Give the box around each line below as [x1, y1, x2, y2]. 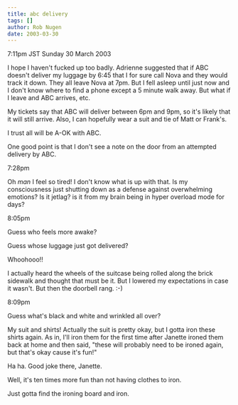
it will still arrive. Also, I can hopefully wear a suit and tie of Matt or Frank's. [7, 115, 227, 124]
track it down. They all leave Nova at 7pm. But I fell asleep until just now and [7, 79, 229, 87]
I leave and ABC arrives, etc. [7, 94, 91, 102]
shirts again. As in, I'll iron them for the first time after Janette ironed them [7, 333, 224, 342]
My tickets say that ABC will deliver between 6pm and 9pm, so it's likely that [7, 107, 231, 116]
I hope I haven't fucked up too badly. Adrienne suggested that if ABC [7, 63, 209, 72]
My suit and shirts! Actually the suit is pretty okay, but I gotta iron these [7, 325, 216, 334]
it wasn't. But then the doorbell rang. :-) [7, 284, 123, 293]
